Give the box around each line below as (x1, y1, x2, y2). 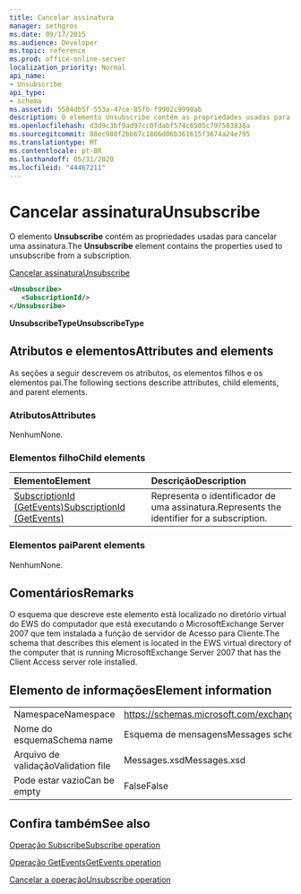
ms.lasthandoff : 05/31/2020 (9, 154, 115, 164)
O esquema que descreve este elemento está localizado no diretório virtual (9, 609, 287, 620)
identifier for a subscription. (150, 512, 268, 525)
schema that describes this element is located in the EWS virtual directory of (9, 638, 292, 649)
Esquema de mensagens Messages (124, 728, 271, 741)
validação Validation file (13, 760, 111, 772)
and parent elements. (9, 386, 88, 397)
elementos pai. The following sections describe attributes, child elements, (9, 377, 279, 388)
